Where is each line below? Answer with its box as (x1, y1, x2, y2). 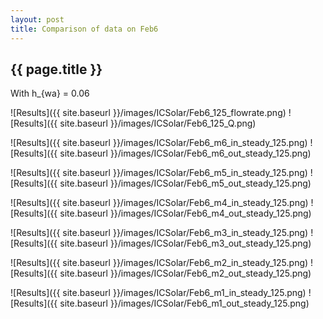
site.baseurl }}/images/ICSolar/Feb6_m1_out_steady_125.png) (59, 297, 310, 310)
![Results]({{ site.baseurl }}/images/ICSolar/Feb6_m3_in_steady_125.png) (10, 227, 309, 239)
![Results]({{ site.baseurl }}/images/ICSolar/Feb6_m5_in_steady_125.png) (10, 167, 308, 179)
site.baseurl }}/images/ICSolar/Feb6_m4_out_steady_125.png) (59, 207, 312, 220)
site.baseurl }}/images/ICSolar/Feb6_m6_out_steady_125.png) (59, 147, 312, 160)
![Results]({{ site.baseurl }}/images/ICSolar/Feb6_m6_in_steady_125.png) (10, 137, 308, 149)
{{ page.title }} (10, 61, 103, 78)
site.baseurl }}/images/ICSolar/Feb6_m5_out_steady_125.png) (59, 177, 312, 190)
